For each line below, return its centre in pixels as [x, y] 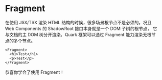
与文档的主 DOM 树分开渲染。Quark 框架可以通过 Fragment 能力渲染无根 [78, 34]
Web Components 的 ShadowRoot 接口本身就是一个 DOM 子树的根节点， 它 [81, 28]
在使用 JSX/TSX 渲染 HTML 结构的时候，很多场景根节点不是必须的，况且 [78, 22]
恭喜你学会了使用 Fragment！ [35, 72]
